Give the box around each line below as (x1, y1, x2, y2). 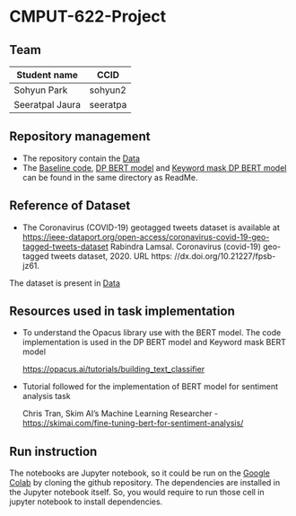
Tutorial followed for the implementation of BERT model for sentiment (22, 381, 279, 392)
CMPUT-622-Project (9, 6, 167, 27)
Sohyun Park (13, 84, 68, 96)
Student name (16, 69, 79, 81)
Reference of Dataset (9, 198, 131, 213)
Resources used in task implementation (9, 304, 235, 319)
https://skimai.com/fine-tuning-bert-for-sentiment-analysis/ (22, 418, 244, 429)
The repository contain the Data (22, 153, 141, 164)
